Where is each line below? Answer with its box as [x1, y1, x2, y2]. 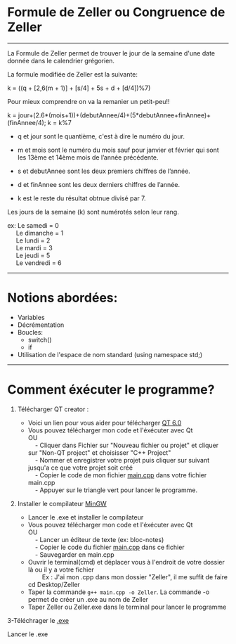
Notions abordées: [7, 290, 118, 306]
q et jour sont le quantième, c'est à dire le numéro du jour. [17, 131, 185, 141]
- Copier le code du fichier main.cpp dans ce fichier [34, 543, 185, 551]
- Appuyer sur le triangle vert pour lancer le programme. [34, 486, 198, 494]
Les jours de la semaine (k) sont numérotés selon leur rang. [7, 207, 179, 216]
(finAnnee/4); [7, 118, 46, 127]
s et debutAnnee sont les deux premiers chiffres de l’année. [17, 167, 191, 175]
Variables [17, 313, 45, 321]
